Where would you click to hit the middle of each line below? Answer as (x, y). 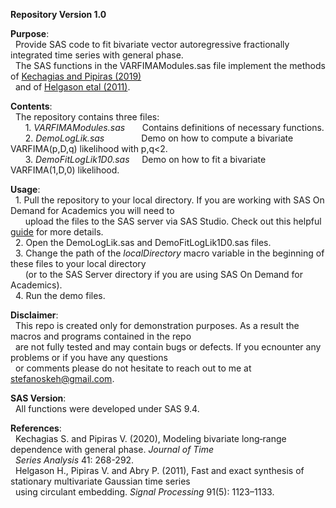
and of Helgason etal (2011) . (72, 87)
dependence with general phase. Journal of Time (112, 449)
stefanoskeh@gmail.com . (62, 378)
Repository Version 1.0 (58, 14)
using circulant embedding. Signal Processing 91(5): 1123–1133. (144, 492)
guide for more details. (57, 232)
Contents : (31, 106)
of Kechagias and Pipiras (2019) (76, 76)
